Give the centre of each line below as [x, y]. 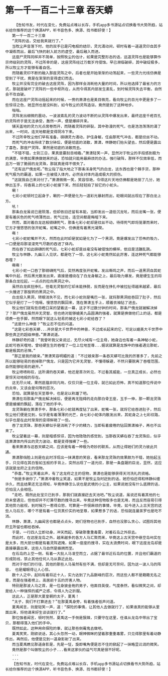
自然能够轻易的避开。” [24, 367]
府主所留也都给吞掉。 [24, 527]
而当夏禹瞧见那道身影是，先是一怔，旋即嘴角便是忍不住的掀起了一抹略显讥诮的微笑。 [87, 644]
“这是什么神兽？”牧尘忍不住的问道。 [44, 324]
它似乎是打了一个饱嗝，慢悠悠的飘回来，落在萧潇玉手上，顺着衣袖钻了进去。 [72, 303]
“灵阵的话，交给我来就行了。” [38, 41]
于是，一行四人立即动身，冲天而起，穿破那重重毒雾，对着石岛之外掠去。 [75, 532]
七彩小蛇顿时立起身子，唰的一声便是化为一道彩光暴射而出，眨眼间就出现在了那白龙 [85, 196]
